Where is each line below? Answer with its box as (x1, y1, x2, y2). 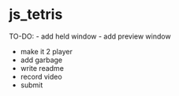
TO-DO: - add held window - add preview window (9, 31, 172, 41)
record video (20, 72, 62, 81)
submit (20, 80, 43, 90)
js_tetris (9, 6, 63, 24)
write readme (20, 63, 64, 72)
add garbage (20, 55, 62, 65)
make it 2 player (20, 46, 73, 56)
